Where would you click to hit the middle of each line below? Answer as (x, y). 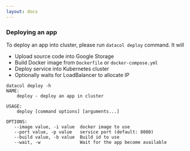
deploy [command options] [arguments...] (68, 111)
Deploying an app (32, 32)
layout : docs (22, 11)
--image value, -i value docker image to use (72, 127)
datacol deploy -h (29, 86)
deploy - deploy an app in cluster (60, 96)
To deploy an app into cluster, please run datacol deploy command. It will (95, 45)
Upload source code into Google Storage (64, 56)
